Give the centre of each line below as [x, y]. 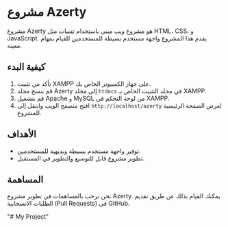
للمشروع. [29, 112]
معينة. [15, 45]
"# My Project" [28, 217]
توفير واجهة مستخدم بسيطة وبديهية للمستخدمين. [79, 151]
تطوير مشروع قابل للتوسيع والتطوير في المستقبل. [81, 158]
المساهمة [25, 179]
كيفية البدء [26, 67]
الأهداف [22, 134]
